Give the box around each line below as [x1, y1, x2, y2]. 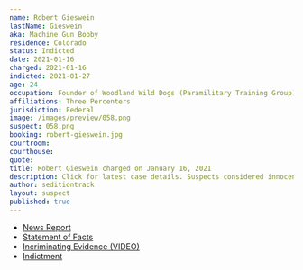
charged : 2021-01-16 [9, 64, 87, 73]
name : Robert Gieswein [9, 13, 95, 22]
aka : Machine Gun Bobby [9, 30, 99, 39]
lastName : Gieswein [9, 22, 83, 31]
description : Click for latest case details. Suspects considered [9, 172, 264, 181]
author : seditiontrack [9, 181, 95, 190]
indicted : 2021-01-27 [9, 72, 91, 81]
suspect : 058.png [9, 122, 75, 131]
